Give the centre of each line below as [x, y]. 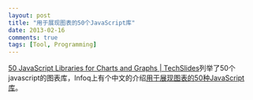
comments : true [33, 37]
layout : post [30, 15]
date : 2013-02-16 [37, 30]
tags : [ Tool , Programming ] [52, 45]
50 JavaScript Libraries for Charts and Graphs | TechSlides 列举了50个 [122, 69]
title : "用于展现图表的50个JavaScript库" [72, 23]
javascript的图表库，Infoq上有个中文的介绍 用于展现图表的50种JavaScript [126, 78]
